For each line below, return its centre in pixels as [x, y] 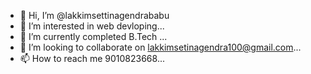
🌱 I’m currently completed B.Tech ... [93, 36]
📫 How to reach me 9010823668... [92, 58]
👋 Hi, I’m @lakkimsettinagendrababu [94, 15]
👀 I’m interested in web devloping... [92, 26]
